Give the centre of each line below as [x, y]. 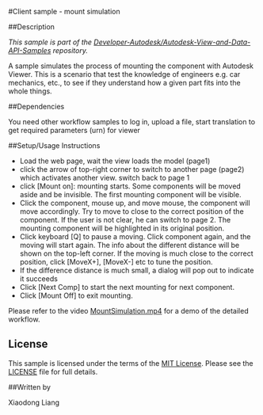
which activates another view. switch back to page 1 [105, 178]
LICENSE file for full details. [53, 371]
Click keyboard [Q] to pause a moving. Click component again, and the [135, 236]
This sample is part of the [50, 42]
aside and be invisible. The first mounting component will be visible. [130, 194]
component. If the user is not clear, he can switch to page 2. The [125, 220]
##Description [32, 27]
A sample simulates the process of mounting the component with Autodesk [131, 66]
